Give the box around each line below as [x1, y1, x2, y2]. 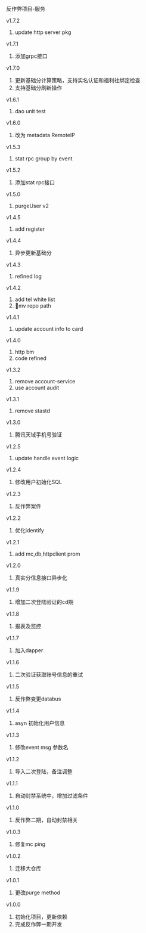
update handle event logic [14, 455, 79, 461]
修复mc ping [14, 841, 46, 848]
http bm [14, 348, 35, 355]
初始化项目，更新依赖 [14, 913, 67, 920]
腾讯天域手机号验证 [14, 431, 63, 438]
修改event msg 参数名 [14, 744, 69, 751]
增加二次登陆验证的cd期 [14, 599, 74, 605]
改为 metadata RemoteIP [14, 132, 76, 138]
